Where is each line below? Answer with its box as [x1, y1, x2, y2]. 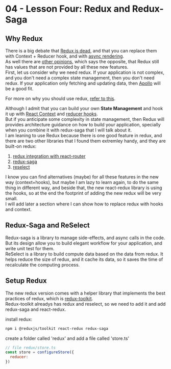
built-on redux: [5, 143, 37, 149]
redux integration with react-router [12, 153, 86, 159]
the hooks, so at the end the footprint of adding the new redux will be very [5, 190, 162, 196]
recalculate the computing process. [5, 261, 80, 268]
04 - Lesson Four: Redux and [5, 3, 130, 15]
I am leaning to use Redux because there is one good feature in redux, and [5, 133, 162, 138]
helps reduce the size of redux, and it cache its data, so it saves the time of [5, 256, 163, 262]
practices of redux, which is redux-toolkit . [5, 295, 93, 301]
